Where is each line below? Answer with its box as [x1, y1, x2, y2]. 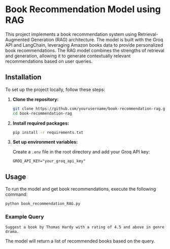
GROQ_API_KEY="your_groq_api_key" [12, 159, 86, 164]
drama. [5, 229, 19, 234]
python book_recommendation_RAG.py [5, 201, 81, 206]
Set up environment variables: [12, 139, 78, 145]
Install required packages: [12, 120, 70, 126]
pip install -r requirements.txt [12, 130, 84, 135]
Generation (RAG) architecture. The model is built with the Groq [30, 37, 163, 43]
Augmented [5, 37, 30, 43]
